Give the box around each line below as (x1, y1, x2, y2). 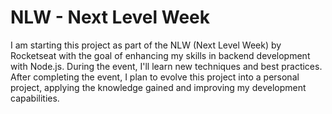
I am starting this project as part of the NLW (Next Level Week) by (10, 39, 282, 51)
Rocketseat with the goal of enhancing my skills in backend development (10, 49, 311, 61)
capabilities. (10, 92, 60, 104)
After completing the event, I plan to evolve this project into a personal (10, 71, 300, 83)
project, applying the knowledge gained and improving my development (10, 81, 307, 93)
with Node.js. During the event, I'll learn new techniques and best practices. (10, 60, 323, 72)
